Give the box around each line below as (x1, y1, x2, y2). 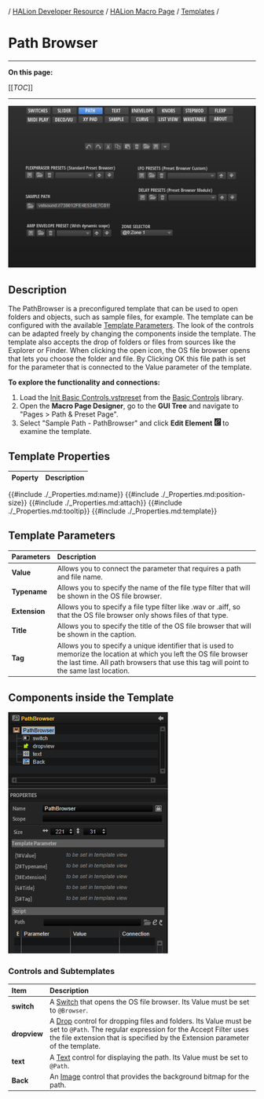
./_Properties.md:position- (160, 490, 246, 499)
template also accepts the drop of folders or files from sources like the (8, 337, 236, 347)
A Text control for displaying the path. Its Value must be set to (49, 1053, 249, 1062)
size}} (8, 498, 27, 508)
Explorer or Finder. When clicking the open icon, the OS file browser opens (8, 346, 251, 355)
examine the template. (19, 427, 92, 436)
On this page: (8, 67, 53, 77)
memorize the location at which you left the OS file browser (57, 649, 249, 659)
